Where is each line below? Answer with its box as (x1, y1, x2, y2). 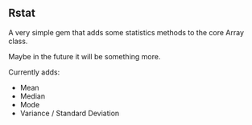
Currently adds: (8, 67, 60, 77)
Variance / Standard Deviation (19, 108, 120, 118)
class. (8, 36, 28, 46)
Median (19, 91, 46, 101)
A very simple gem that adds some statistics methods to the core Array (8, 27, 244, 37)
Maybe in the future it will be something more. (8, 51, 161, 61)
